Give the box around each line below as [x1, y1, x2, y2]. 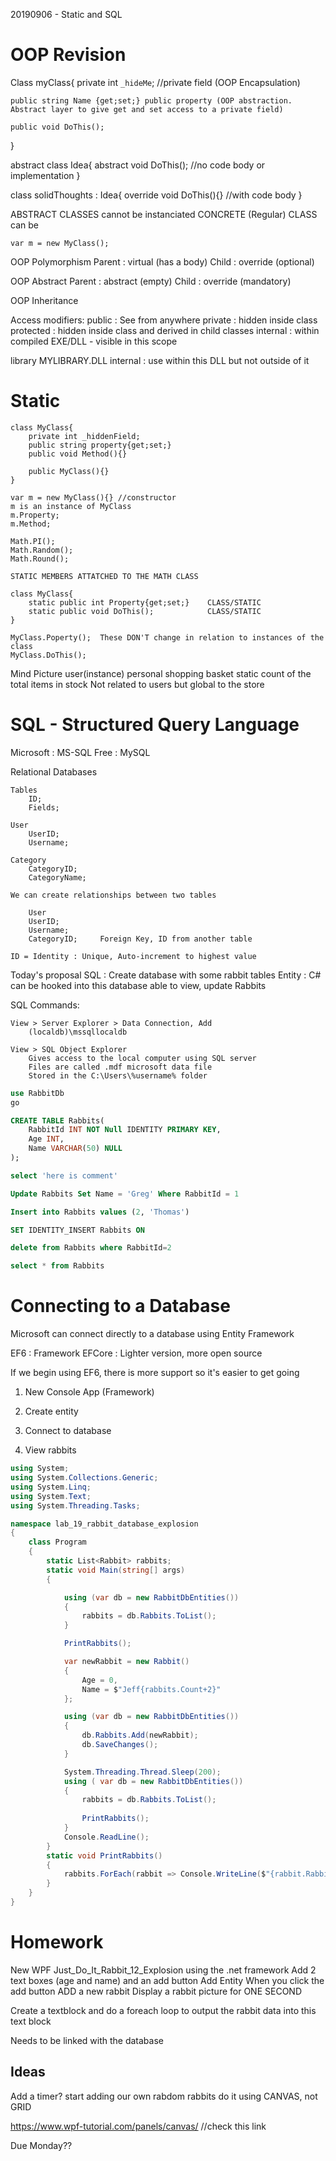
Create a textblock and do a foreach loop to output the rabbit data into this [10, 2004, 317, 2016]
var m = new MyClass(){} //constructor [10, 492, 177, 503]
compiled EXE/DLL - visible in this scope [10, 335, 178, 347]
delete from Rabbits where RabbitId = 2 [10, 1243, 172, 1253]
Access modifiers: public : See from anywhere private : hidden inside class [10, 314, 318, 326]
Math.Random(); [10, 545, 74, 555]
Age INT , [28, 1134, 65, 1144]
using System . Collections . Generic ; [10, 1473, 159, 1483]
